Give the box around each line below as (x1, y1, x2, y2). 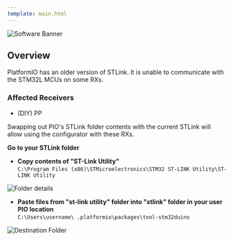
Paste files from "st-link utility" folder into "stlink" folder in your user (17, 197, 223, 206)
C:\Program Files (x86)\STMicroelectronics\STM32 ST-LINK (17, 166, 190, 173)
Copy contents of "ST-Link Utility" (17, 156, 120, 165)
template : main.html (7, 10, 68, 17)
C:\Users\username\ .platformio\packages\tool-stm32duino (17, 214, 190, 221)
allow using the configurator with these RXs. (7, 130, 135, 138)
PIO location (17, 205, 54, 213)
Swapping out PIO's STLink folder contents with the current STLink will (7, 122, 211, 131)
